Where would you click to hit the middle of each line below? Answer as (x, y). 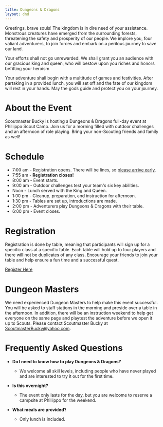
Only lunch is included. (42, 419)
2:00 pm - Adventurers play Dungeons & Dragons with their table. (78, 206)
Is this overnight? (30, 386)
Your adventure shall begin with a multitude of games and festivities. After (79, 78)
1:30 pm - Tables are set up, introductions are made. (64, 201)
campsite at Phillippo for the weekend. (58, 400)
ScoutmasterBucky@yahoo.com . (38, 329)
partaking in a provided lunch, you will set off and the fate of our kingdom (79, 83)
